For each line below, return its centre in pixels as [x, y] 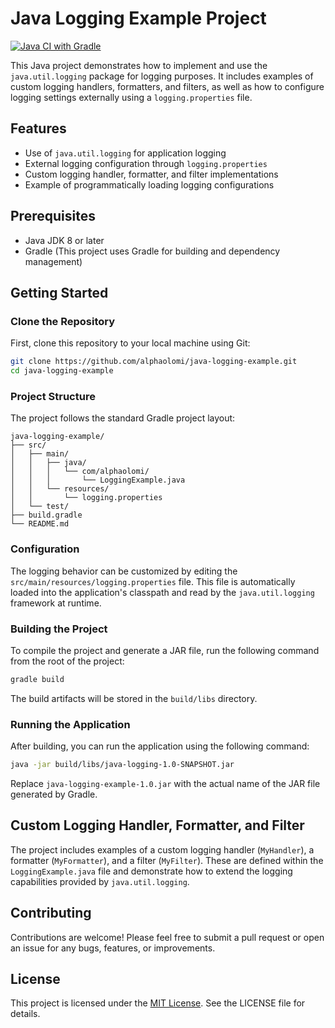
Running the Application [70, 724]
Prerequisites [53, 216]
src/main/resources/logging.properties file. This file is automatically [153, 581]
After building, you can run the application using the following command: [160, 746]
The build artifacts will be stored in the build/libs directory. [134, 698]
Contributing [51, 913]
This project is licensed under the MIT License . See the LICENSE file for [158, 1003]
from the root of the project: [67, 661]
